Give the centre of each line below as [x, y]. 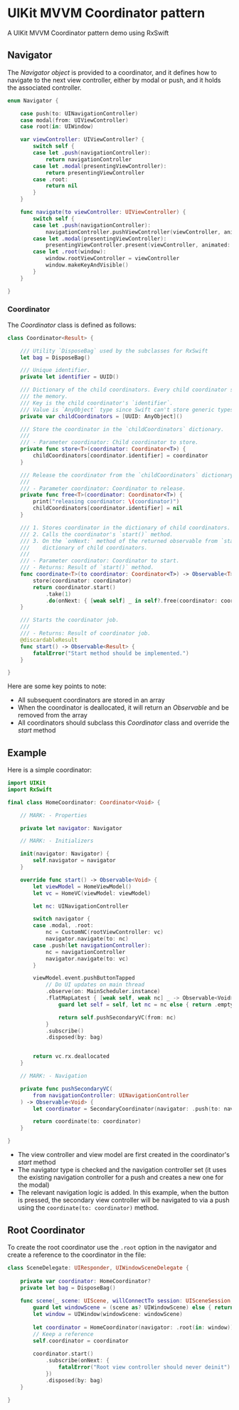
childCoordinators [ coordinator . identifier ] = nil [108, 508]
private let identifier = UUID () [70, 377]
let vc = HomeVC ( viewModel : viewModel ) [92, 893]
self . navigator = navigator [74, 861]
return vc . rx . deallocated [71, 1057]
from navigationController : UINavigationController [111, 1095]
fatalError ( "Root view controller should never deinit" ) [144, 1367]
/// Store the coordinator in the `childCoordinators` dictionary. [122, 429]
